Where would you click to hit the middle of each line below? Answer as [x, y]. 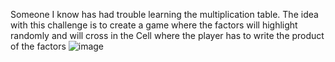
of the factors [38, 46]
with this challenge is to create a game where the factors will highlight [154, 25]
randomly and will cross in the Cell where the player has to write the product [167, 35]
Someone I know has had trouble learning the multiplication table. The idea [164, 14]
